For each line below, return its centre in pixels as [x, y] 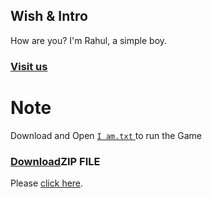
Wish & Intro [49, 16]
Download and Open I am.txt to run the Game [106, 135]
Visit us [29, 66]
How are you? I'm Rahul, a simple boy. [89, 40]
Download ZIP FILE [55, 161]
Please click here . [47, 183]
